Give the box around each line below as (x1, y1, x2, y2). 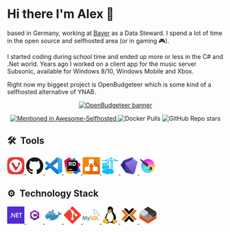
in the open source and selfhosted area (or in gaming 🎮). (7, 36, 170, 45)
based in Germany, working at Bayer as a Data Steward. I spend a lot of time (7, 29, 223, 37)
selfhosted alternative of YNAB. (7, 87, 97, 95)
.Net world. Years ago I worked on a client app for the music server (7, 60, 197, 68)
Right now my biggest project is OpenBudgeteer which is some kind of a (7, 80, 211, 89)
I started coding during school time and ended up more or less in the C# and (7, 52, 223, 60)
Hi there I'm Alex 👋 (7, 6, 115, 22)
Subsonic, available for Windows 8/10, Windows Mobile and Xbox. (7, 67, 194, 75)
